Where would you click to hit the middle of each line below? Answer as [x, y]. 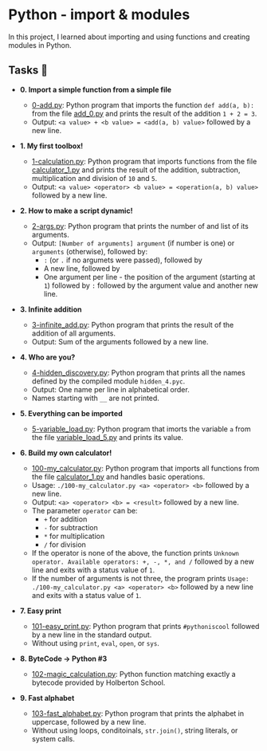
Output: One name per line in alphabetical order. [110, 389]
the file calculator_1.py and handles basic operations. [118, 477]
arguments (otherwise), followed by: [90, 251]
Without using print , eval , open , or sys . [95, 643]
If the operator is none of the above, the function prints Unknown [135, 552]
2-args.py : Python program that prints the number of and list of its [140, 226]
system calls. [53, 738]
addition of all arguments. [73, 333]
